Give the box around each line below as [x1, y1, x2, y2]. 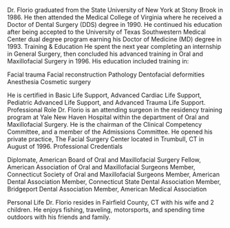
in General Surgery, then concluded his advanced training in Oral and [7, 50, 203, 58]
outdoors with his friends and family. [7, 213, 111, 221]
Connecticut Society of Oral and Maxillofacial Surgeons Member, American [7, 170, 220, 178]
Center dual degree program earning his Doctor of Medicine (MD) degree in [7, 35, 222, 43]
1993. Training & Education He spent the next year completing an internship [7, 43, 222, 50]
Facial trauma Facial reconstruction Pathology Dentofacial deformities [7, 70, 205, 79]
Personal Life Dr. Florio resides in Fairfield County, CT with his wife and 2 [7, 198, 215, 206]
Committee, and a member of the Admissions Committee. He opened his [7, 127, 213, 136]
